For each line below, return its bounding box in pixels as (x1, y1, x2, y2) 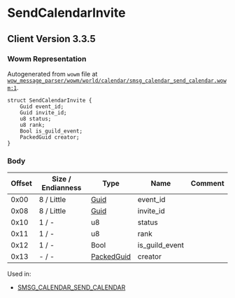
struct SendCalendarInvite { (7, 97, 92, 104)
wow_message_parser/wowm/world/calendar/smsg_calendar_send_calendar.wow (7, 77, 227, 84)
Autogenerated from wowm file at (7, 69, 98, 78)
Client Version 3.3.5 (7, 33, 96, 45)
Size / (52, 174, 71, 184)
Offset (10, 179, 33, 189)
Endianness (41, 183, 82, 193)
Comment (190, 179, 225, 189)
